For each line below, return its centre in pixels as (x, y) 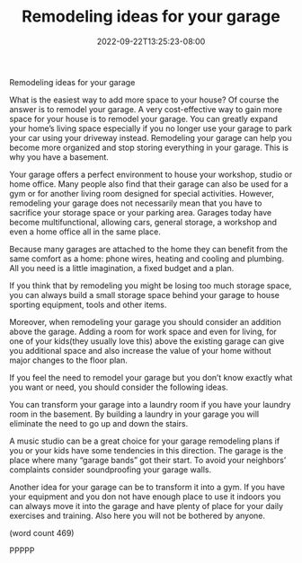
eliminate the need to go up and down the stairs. (99, 423)
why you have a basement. (59, 157)
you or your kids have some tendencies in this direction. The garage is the (147, 450)
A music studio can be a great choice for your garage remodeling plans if (145, 441)
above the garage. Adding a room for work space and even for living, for (143, 331)
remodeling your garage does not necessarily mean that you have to (136, 203)
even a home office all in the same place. (85, 232)
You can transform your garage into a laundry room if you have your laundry (150, 404)
